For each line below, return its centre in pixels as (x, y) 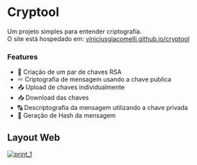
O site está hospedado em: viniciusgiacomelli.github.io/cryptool (98, 38)
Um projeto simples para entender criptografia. (74, 31)
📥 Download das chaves (53, 97)
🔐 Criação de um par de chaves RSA (69, 72)
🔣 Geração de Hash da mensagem (66, 116)
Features (23, 56)
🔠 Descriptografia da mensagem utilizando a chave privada (102, 108)
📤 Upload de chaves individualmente (71, 87)
